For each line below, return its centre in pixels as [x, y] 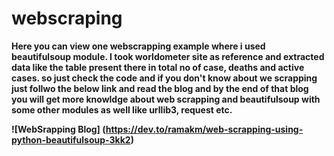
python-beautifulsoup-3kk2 [71, 139]
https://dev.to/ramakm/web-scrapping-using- [204, 129]
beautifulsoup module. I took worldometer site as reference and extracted [168, 56]
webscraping [67, 18]
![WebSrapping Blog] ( [58, 129]
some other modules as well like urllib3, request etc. [122, 109]
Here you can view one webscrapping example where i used [138, 46]
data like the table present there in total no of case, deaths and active [158, 67]
